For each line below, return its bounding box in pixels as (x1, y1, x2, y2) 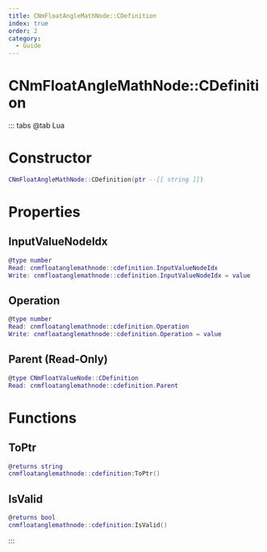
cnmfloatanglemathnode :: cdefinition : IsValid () (8, 520, 168, 529)
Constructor (8, 149, 93, 167)
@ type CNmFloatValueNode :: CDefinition (8, 373, 139, 382)
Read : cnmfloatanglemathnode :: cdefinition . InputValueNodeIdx (8, 263, 219, 272)
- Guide (15, 42, 42, 50)
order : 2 (8, 27, 38, 35)
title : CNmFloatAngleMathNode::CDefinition (8, 11, 157, 20)
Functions (8, 409, 77, 427)
